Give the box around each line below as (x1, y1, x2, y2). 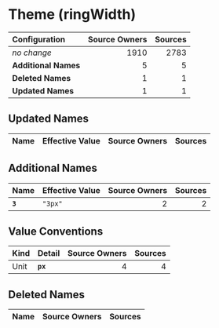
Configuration (12, 34, 66, 45)
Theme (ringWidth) (8, 5, 136, 24)
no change (12, 47, 53, 58)
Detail (38, 248, 60, 259)
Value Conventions (8, 224, 104, 238)
